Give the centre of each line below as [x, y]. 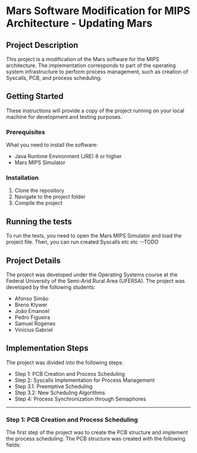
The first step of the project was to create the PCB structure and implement [97, 432]
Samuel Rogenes [35, 324]
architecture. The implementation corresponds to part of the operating [91, 65]
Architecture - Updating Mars [79, 23]
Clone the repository [39, 191]
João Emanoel [32, 311]
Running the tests [39, 221]
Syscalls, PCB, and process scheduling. [54, 78]
